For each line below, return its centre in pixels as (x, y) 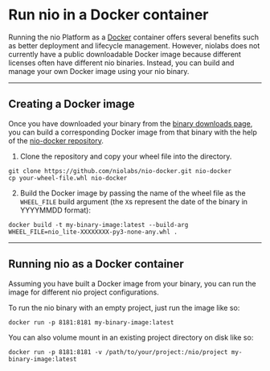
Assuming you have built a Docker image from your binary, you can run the (132, 283)
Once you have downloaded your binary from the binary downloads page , (131, 123)
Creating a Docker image (72, 104)
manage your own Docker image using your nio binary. (99, 71)
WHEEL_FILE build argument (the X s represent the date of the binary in (133, 201)
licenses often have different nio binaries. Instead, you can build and (121, 63)
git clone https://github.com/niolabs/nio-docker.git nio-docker (120, 171)
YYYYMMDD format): (55, 210)
